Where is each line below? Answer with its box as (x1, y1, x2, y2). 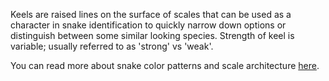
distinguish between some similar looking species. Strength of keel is (10, 30, 295, 41)
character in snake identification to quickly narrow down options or (10, 19, 287, 31)
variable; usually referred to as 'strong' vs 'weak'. (10, 40, 214, 52)
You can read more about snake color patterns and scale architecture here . (10, 60, 320, 71)
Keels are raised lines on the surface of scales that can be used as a (10, 9, 292, 20)
